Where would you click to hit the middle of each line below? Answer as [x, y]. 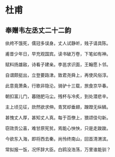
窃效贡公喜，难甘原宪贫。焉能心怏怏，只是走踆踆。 [58, 128]
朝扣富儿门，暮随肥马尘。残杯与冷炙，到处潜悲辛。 [58, 96]
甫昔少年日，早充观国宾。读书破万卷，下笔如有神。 [58, 54]
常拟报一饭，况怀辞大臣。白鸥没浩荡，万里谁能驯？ [58, 149]
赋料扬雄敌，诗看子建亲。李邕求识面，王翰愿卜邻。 [58, 64]
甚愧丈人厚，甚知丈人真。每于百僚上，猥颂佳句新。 [58, 117]
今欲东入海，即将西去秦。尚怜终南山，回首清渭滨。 [58, 139]
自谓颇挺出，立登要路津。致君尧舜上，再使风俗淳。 [58, 75]
